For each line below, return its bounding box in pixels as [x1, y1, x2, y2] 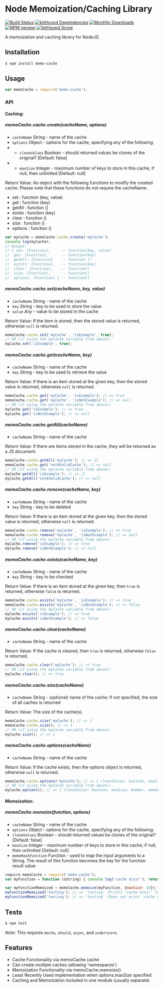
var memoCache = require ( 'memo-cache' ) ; [5, 87, 88, 92]
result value [12, 863, 36, 869]
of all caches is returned [12, 699, 61, 705]
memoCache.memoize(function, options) [5, 809, 91, 815]
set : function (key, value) [12, 194, 63, 200]
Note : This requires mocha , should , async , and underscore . [5, 929, 118, 936]
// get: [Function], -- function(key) [5, 253, 97, 258]
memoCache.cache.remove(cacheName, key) [5, 487, 101, 493]
